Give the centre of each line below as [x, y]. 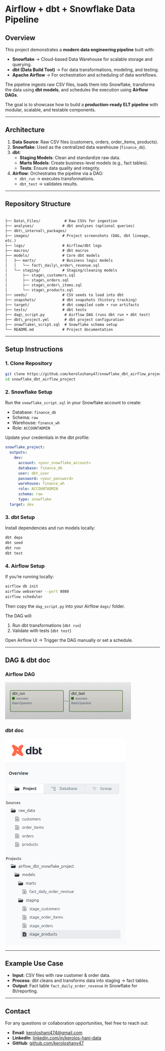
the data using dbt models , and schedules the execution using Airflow [77, 90]
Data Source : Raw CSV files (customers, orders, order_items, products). [85, 142]
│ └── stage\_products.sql [39, 290]
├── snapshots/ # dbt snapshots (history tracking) [71, 300]
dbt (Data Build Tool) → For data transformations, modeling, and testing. [85, 70]
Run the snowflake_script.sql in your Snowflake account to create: [73, 403]
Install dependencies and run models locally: [50, 528]
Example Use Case [34, 963]
